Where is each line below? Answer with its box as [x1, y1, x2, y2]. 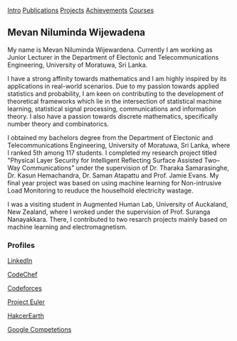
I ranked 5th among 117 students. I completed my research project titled [7, 148, 217, 157]
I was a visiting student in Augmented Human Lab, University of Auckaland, [7, 200, 228, 208]
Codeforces [7, 284, 43, 293]
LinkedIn [7, 256, 33, 265]
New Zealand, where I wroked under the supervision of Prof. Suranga [7, 207, 211, 216]
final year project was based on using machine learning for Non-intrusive [7, 178, 222, 187]
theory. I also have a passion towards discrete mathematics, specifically [7, 112, 218, 120]
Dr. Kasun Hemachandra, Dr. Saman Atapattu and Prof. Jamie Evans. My [7, 170, 219, 180]
